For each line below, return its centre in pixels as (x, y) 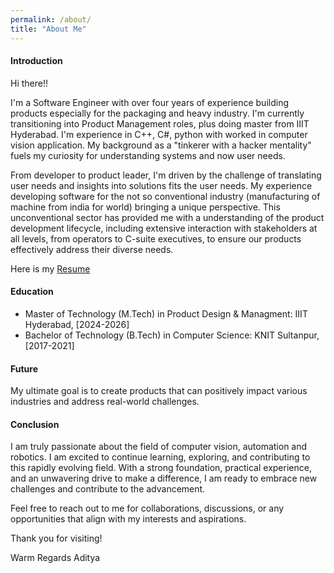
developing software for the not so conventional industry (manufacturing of (165, 196)
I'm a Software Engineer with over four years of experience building (149, 102)
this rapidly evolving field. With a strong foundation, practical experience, (161, 468)
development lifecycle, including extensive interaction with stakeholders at (164, 228)
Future (24, 368)
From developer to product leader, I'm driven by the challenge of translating (166, 175)
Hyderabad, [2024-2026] (77, 324)
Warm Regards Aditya (55, 558)
